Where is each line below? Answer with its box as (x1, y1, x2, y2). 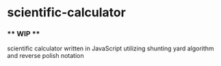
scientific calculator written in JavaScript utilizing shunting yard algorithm (7, 44, 214, 52)
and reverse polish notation (7, 52, 84, 60)
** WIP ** (7, 29, 40, 39)
